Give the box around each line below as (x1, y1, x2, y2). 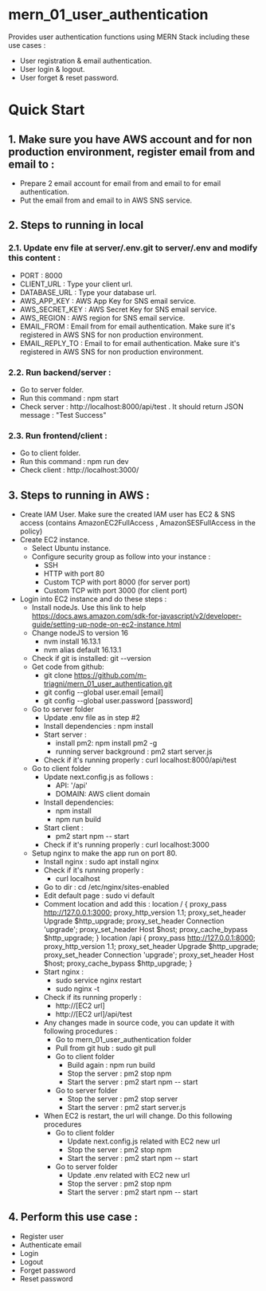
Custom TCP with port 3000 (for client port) (43, 586, 188, 596)
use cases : (8, 40, 46, 49)
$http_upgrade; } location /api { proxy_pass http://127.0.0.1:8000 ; (43, 933, 256, 943)
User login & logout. (19, 64, 85, 73)
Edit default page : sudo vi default (43, 891, 155, 900)
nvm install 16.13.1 (43, 636, 101, 647)
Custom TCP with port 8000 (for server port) (43, 577, 191, 587)
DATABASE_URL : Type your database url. (19, 287, 157, 297)
